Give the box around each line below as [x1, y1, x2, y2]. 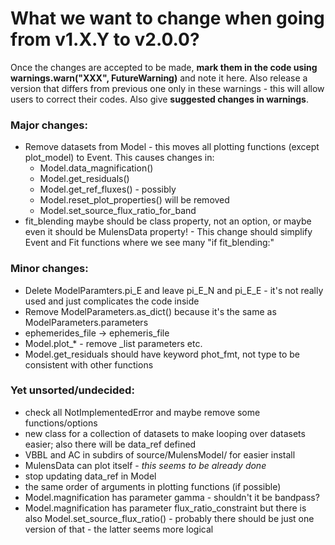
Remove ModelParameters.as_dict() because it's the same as [24, 305, 277, 317]
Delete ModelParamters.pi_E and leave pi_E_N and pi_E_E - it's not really [24, 284, 324, 296]
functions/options [24, 417, 98, 429]
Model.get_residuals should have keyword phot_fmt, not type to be [24, 348, 301, 360]
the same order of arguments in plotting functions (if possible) [24, 480, 282, 492]
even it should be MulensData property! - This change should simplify [24, 226, 313, 238]
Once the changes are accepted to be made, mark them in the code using [10, 61, 318, 73]
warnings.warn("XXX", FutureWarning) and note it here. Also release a [10, 72, 308, 84]
